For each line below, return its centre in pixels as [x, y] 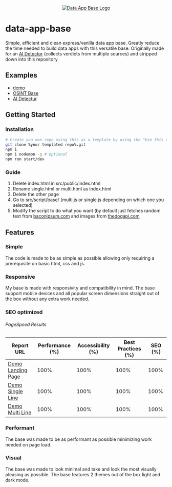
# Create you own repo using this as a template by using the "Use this [84, 140]
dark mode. [17, 480]
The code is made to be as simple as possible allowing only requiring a [80, 258]
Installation [20, 129]
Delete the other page [36, 194]
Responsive [20, 277]
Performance [54, 345]
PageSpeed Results [26, 324]
